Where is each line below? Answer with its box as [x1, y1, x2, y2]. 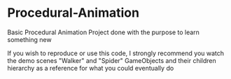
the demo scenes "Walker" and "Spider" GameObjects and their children [7, 56, 216, 64]
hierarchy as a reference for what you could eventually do [7, 64, 174, 72]
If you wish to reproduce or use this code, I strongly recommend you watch [7, 49, 225, 57]
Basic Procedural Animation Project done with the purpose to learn [7, 28, 199, 36]
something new [7, 35, 52, 43]
